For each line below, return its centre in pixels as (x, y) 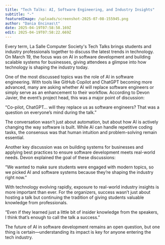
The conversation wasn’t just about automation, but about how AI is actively (82, 122)
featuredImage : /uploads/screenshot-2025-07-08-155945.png (67, 19)
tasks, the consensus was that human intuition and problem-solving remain (81, 132)
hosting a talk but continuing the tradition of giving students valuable (74, 197)
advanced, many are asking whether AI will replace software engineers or (80, 87)
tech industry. (19, 237)
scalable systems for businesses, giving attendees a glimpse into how (76, 62)
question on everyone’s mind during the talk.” (51, 112)
